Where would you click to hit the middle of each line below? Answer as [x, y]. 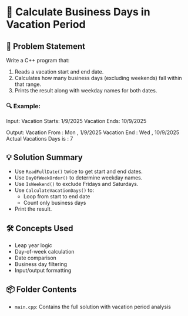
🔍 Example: [23, 106]
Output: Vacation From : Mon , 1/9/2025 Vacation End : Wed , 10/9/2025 [93, 132]
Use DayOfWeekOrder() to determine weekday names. [78, 178]
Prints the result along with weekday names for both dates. [86, 90]
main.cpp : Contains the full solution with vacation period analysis [93, 307]
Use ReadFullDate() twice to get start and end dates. [78, 172]
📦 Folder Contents [41, 290]
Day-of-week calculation [44, 251]
